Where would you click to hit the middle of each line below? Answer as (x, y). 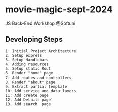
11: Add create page (27, 95)
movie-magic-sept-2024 (59, 9)
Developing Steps (34, 39)
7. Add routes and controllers (38, 78)
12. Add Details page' (29, 100)
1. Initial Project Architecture (41, 51)
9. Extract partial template (36, 86)
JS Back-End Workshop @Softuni (40, 23)
